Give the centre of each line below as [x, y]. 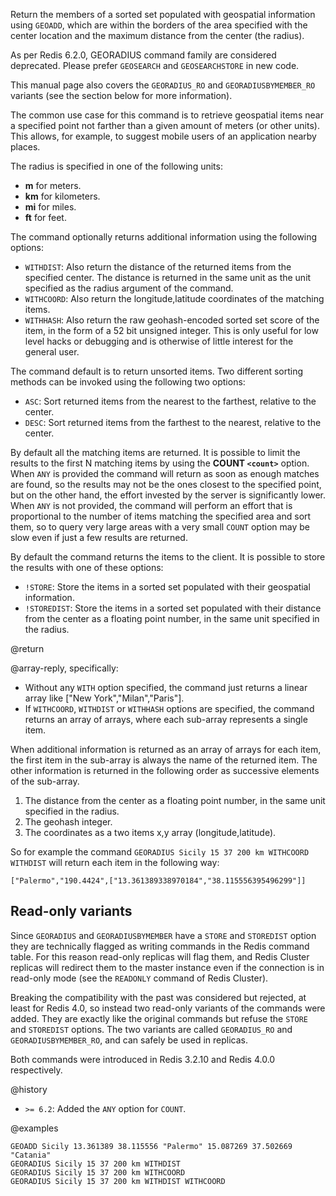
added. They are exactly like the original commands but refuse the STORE [159, 1018]
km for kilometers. [62, 196]
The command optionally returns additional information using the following [164, 237]
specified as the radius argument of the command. [129, 288]
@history [29, 1089]
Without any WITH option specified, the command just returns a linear [166, 687]
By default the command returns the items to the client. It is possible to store [168, 557]
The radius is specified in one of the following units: [116, 166]
